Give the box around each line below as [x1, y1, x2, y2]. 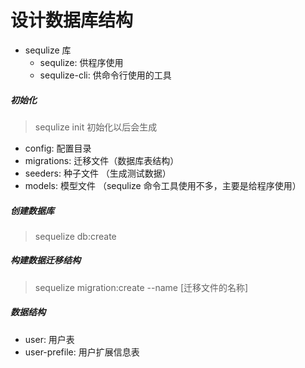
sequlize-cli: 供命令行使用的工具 [39, 69, 172, 81]
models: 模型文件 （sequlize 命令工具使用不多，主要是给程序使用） [24, 179, 302, 191]
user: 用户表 [24, 333, 75, 345]
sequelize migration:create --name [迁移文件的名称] [34, 281, 249, 293]
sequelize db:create [34, 230, 117, 242]
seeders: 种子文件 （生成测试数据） [24, 167, 172, 179]
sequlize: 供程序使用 [39, 56, 124, 68]
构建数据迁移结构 [10, 254, 81, 266]
